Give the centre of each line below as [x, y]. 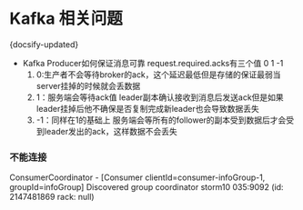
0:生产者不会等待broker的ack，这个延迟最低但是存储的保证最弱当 [158, 75]
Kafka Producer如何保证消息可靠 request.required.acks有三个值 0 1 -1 [153, 63]
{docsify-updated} [44, 44]
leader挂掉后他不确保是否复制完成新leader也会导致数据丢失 [147, 108]
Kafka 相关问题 [66, 19]
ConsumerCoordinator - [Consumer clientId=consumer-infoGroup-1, [137, 177]
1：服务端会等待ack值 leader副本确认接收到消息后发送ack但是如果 [160, 97]
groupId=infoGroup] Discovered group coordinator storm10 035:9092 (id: [146, 187]
